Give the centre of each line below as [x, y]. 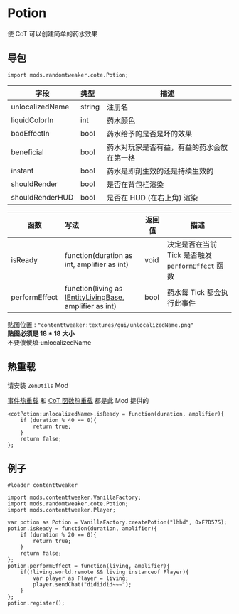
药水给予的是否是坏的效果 [149, 134]
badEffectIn [30, 133]
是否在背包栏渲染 [135, 184]
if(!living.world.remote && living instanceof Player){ [105, 572]
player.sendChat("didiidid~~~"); [83, 585]
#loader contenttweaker [43, 485]
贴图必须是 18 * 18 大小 [41, 333]
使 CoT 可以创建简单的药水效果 [53, 33]
